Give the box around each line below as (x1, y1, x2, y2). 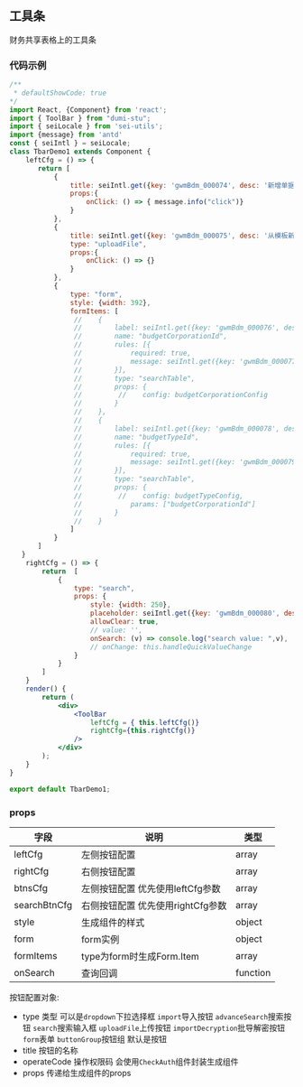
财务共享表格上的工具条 (9, 34, 96, 45)
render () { (25, 684, 67, 693)
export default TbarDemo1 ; (9, 785, 111, 794)
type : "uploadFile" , (69, 239, 147, 248)
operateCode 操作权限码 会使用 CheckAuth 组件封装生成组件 (22, 1055, 239, 1067)
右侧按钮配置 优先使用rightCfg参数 (80, 899, 227, 912)
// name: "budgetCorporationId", (73, 332, 228, 341)
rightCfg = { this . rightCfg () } (89, 726, 196, 736)
